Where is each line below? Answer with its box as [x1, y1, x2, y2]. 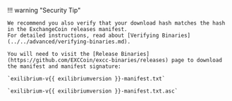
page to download [171, 57, 222, 64]
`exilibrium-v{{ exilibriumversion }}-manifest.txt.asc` [7, 88, 178, 95]
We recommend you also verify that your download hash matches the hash [7, 20, 226, 27]
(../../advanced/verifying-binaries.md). [7, 38, 131, 45]
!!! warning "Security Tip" [7, 6, 81, 14]
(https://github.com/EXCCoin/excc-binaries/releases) [7, 57, 169, 64]
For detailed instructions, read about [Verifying [7, 32, 159, 39]
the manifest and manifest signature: [7, 63, 121, 70]
